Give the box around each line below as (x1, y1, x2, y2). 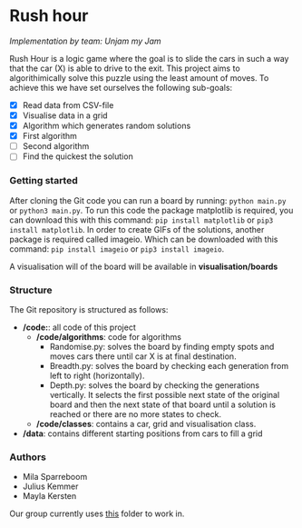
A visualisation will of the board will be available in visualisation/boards (9, 261, 278, 272)
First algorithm (22, 131, 77, 142)
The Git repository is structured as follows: (9, 304, 169, 314)
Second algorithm (22, 141, 90, 152)
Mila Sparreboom (22, 472, 88, 483)
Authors (9, 451, 47, 463)
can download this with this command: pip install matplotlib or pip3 (9, 214, 274, 225)
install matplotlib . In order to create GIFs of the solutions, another (9, 224, 265, 234)
